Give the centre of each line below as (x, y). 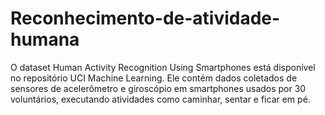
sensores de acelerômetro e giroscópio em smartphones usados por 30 (158, 88)
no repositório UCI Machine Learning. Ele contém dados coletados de (154, 78)
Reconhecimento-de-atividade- (145, 18)
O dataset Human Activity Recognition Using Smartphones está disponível (163, 67)
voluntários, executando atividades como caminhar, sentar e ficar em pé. (160, 99)
